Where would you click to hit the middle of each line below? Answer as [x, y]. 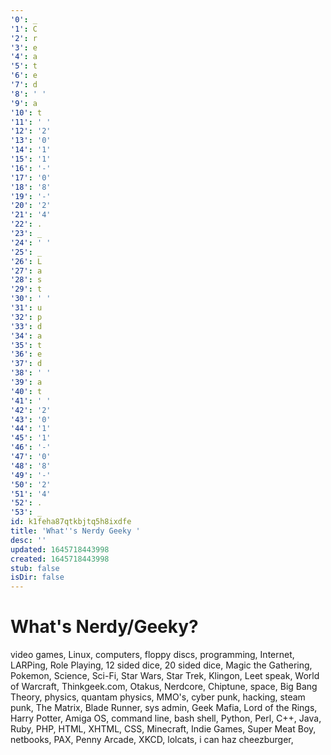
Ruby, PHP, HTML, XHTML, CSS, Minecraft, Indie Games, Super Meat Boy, [163, 729]
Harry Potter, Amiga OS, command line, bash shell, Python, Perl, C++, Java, [166, 718]
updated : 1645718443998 [60, 549]
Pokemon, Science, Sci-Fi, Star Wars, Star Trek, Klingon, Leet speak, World [165, 676]
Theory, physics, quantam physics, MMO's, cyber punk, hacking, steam [158, 697]
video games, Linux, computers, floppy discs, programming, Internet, [152, 655]
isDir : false [37, 577]
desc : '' [28, 540]
